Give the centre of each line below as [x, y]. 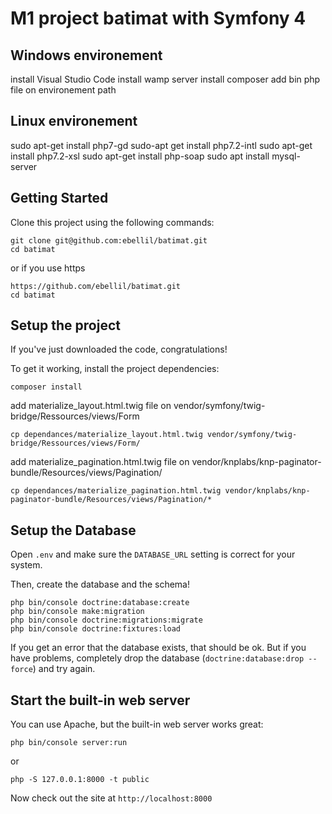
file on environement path [63, 90]
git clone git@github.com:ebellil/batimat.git [109, 240]
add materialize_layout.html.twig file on [91, 406]
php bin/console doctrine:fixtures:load [96, 629]
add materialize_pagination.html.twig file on [100, 462]
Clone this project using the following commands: [112, 222]
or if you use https [48, 268]
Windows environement [86, 55]
